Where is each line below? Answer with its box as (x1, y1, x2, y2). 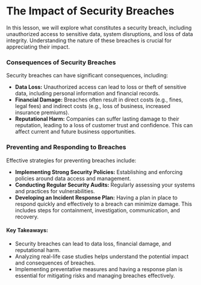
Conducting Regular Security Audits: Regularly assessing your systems (14, 181, 196, 188)
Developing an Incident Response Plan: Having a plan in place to (14, 194, 178, 201)
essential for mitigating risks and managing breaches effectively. (14, 272, 176, 279)
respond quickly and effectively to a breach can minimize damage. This (14, 200, 193, 208)
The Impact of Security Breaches (6, 4, 175, 18)
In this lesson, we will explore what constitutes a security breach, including (6, 24, 192, 31)
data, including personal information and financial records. (14, 90, 160, 97)
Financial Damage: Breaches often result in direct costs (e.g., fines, (14, 96, 184, 103)
